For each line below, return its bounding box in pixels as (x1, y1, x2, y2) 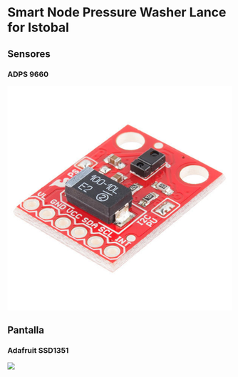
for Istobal (7, 19, 70, 36)
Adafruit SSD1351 (7, 346, 69, 356)
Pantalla (7, 324, 45, 336)
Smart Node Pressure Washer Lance (7, 4, 227, 21)
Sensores (7, 48, 51, 60)
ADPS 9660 (7, 69, 49, 79)
